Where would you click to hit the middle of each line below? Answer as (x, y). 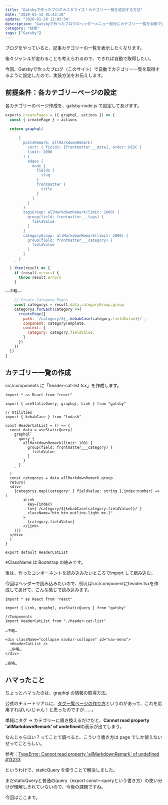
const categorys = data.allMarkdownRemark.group (61, 478)
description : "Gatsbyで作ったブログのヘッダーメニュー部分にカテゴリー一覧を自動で (83, 24)
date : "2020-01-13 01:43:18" (35, 14)
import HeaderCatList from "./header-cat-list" (56, 621)
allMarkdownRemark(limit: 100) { (58, 443)
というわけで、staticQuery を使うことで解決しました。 (61, 770)
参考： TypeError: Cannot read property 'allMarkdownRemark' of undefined (82, 754)
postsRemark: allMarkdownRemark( (58, 143)
